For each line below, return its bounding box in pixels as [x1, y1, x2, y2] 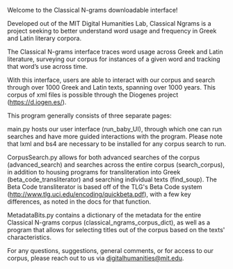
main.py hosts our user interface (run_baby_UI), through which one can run [7, 125, 223, 133]
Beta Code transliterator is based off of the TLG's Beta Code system [7, 183, 203, 190]
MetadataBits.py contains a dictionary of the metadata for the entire [7, 211, 202, 219]
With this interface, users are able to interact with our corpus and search [7, 76, 216, 84]
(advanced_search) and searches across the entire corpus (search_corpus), [7, 161, 225, 169]
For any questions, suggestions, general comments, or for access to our [7, 247, 214, 254]
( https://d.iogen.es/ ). [7, 98, 67, 106]
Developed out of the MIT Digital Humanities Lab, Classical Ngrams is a [7, 19, 211, 27]
